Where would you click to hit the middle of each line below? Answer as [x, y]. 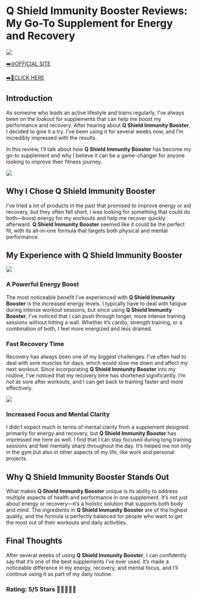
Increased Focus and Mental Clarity [58, 414]
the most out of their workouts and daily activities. [67, 522]
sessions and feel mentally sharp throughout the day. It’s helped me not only [98, 446]
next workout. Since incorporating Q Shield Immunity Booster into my [91, 369]
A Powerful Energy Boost [43, 284]
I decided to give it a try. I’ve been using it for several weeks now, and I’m [95, 131]
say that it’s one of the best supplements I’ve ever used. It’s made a [88, 561]
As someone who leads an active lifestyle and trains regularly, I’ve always [95, 113]
